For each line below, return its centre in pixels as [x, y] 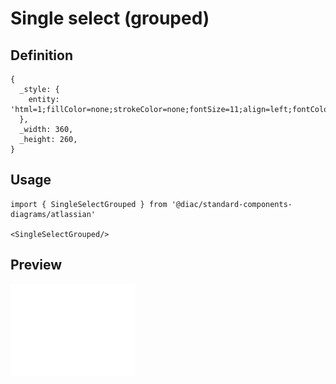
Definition [41, 55]
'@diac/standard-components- [232, 204]
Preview [36, 265]
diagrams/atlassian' [53, 214]
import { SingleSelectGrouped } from [89, 204]
